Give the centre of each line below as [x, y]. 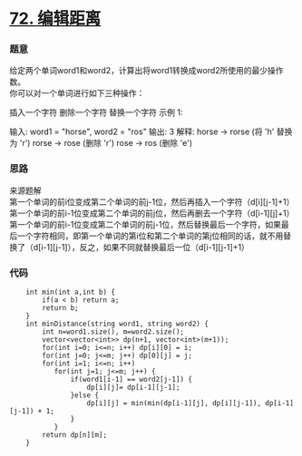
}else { [85, 395]
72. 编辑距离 [55, 19]
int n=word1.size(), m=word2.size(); [113, 332]
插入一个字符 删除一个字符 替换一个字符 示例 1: [96, 112]
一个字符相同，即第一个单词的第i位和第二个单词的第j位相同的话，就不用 [150, 236]
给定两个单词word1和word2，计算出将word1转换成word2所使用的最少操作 [146, 71]
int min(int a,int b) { [71, 292]
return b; [60, 308]
